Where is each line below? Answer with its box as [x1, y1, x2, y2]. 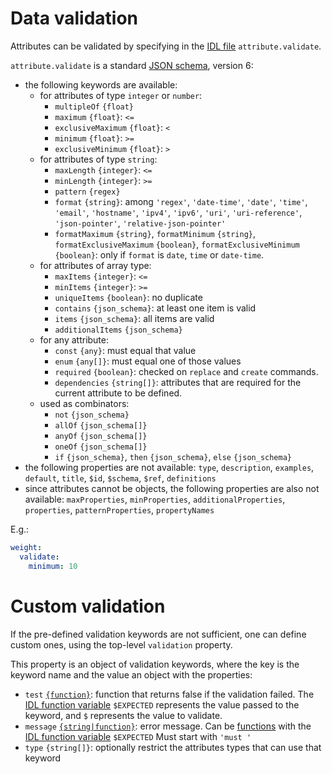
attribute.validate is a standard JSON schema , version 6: [10, 59, 254, 71]
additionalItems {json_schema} [54, 325, 183, 335]
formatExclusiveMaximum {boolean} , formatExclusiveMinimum [54, 238, 300, 250]
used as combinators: [39, 397, 130, 409]
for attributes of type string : [39, 153, 158, 165]
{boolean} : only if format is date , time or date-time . [54, 248, 265, 261]
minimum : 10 [28, 561, 78, 571]
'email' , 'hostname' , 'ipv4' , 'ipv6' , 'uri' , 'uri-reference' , [54, 206, 303, 218]
